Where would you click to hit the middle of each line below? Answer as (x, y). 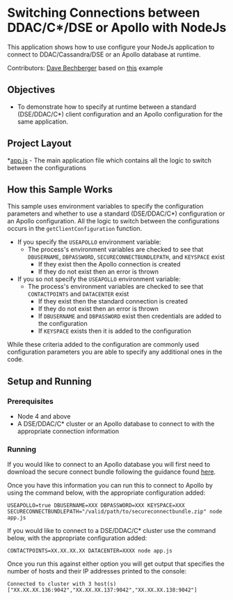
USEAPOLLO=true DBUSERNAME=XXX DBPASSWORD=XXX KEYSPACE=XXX (96, 506)
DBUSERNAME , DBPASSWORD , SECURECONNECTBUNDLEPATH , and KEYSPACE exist (126, 257)
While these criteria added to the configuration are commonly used (103, 345)
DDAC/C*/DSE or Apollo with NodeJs (117, 28)
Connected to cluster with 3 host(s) (62, 584)
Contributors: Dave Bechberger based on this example (85, 68)
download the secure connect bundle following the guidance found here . (112, 472)
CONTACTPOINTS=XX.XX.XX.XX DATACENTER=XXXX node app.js (90, 551)
